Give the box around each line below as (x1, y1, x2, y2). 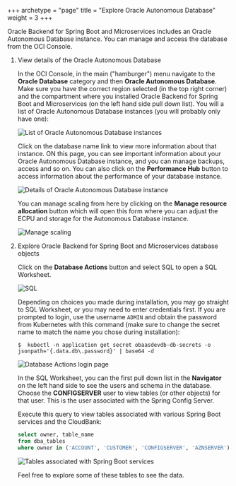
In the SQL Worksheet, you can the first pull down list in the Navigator (17, 374, 222, 382)
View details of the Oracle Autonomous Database (17, 56, 161, 64)
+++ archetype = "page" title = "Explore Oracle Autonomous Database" (7, 6, 216, 14)
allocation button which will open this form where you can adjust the (17, 207, 218, 215)
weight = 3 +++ (7, 13, 53, 22)
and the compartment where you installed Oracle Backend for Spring (17, 92, 218, 100)
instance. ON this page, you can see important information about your (17, 150, 221, 158)
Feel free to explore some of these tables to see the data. (17, 470, 184, 479)
